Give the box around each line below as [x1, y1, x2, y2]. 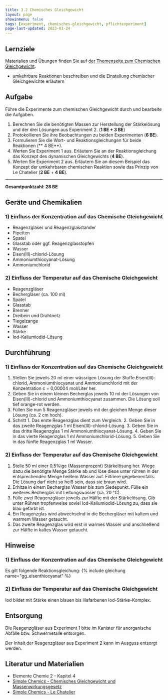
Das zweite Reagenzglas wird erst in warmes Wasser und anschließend [12, 521, 160, 527]
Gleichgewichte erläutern [12, 78, 65, 84]
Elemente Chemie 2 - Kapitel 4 [12, 673, 76, 679]
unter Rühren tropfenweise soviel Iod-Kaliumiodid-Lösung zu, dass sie [12, 500, 157, 506]
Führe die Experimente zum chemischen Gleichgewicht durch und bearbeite [5, 106, 162, 112]
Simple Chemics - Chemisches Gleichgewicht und [12, 678, 116, 684]
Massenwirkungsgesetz [12, 683, 62, 690]
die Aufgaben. [5, 111, 34, 117]
